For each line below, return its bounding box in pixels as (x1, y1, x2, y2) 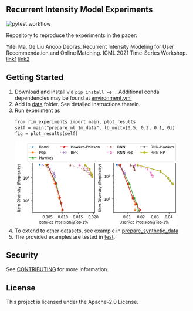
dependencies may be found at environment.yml (14, 94, 132, 102)
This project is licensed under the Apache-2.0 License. (6, 299, 139, 306)
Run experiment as (14, 107, 60, 114)
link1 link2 (6, 55, 30, 62)
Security (6, 251, 38, 261)
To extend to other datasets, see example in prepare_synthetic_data (14, 227, 179, 234)
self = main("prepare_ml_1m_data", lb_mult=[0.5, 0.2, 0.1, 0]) (14, 124, 175, 131)
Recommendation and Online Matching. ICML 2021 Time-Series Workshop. (6, 49, 188, 56)
